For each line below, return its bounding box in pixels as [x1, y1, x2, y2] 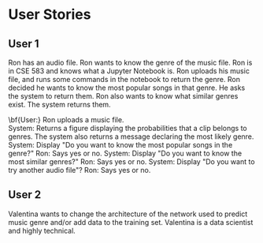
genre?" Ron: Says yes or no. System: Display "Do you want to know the [8, 148, 243, 158]
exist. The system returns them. [8, 100, 112, 109]
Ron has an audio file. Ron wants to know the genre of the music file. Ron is [8, 58, 253, 67]
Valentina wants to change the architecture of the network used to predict [8, 209, 248, 219]
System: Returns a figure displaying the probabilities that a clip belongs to [8, 124, 247, 133]
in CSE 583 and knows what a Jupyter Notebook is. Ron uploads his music [8, 66, 250, 76]
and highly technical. [8, 226, 76, 235]
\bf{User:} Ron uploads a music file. [8, 115, 124, 124]
